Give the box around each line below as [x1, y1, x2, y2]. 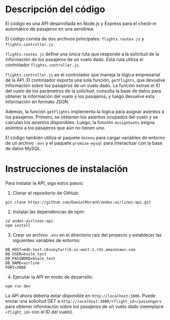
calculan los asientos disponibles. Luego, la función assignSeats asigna [5, 119, 155, 125]
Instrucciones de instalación [5, 163, 128, 175]
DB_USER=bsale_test [5, 251, 47, 256]
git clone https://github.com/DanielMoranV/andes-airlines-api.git [5, 199, 152, 205]
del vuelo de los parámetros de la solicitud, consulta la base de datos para [5, 88, 161, 94]
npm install [5, 223, 31, 228]
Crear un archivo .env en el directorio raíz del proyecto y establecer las [12, 231, 162, 238]
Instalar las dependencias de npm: [12, 209, 85, 215]
